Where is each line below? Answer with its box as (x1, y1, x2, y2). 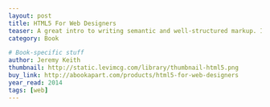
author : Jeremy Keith (8, 56, 81, 64)
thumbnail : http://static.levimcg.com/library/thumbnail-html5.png (8, 64, 239, 72)
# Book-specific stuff (8, 49, 84, 57)
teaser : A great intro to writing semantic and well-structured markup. (8, 27, 257, 35)
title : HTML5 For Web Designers (8, 19, 117, 27)
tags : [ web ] (8, 86, 48, 94)
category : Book (8, 34, 59, 43)
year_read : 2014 (8, 78, 63, 87)
